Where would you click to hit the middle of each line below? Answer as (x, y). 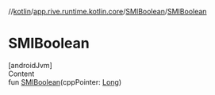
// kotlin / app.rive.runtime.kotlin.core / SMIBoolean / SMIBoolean (107, 11)
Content (21, 74)
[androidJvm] (31, 65)
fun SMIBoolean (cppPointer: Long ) (65, 82)
